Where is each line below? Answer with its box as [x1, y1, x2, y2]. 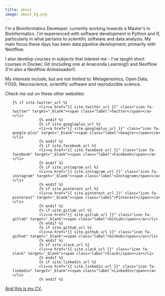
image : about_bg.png [5, 12, 48, 17]
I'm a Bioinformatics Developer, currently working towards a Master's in [5, 25, 150, 31]
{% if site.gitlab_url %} [38, 208, 92, 213]
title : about [5, 7, 32, 12]
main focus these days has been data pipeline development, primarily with [5, 41, 156, 47]
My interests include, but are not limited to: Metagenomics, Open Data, [5, 76, 149, 82]
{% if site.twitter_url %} [12, 100, 68, 105]
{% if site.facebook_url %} [38, 143, 97, 148]
